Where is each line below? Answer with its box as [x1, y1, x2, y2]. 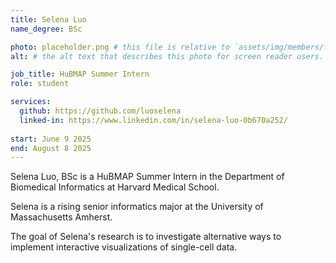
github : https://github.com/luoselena [19, 106, 182, 116]
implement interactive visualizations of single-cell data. [10, 241, 238, 253]
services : [10, 97, 52, 107]
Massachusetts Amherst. [10, 211, 113, 223]
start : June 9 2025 [10, 134, 92, 144]
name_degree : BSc [10, 24, 83, 34]
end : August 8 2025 [10, 143, 92, 153]
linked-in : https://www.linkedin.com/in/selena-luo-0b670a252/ [19, 115, 288, 125]
